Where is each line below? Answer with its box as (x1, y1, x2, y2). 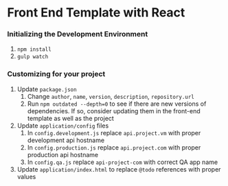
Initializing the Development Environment (7, 30, 148, 39)
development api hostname (27, 136, 105, 144)
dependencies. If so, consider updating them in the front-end (27, 106, 201, 115)
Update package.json (16, 84, 77, 93)
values (16, 172, 36, 181)
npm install (16, 46, 52, 53)
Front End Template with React (7, 5, 185, 21)
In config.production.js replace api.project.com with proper (27, 143, 201, 152)
